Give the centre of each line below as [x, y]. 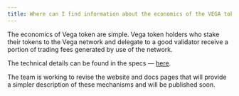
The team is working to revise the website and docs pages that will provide [117, 77]
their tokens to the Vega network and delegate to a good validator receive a [118, 42]
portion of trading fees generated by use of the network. [90, 49]
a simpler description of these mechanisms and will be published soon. [111, 84]
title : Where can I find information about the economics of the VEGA [114, 14]
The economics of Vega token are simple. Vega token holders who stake [113, 34]
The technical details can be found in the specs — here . [89, 63]
